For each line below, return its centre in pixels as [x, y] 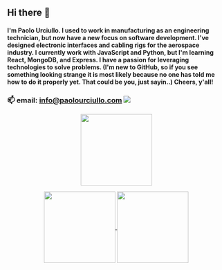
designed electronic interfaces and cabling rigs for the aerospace [103, 45]
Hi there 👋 [29, 13]
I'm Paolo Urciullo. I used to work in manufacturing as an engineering [108, 30]
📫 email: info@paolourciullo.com [65, 100]
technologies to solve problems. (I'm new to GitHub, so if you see [103, 67]
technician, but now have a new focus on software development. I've [108, 37]
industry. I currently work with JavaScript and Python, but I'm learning [111, 52]
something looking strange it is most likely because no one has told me [111, 74]
